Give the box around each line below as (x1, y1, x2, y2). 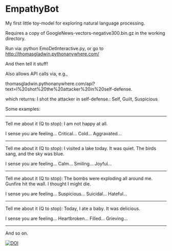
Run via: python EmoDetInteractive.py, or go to (5, 45, 104, 51)
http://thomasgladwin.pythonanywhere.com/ (5, 51, 99, 57)
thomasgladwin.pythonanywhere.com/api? (5, 80, 95, 87)
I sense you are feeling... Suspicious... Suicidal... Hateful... (5, 191, 127, 197)
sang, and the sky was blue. (5, 151, 64, 157)
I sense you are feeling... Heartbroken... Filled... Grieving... (5, 215, 128, 221)
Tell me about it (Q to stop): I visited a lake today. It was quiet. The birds (5, 145, 157, 151)
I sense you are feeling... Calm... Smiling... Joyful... (5, 160, 112, 166)
